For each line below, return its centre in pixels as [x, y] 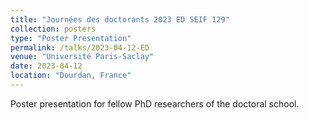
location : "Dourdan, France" [71, 76]
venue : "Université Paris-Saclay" [82, 57]
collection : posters [53, 29]
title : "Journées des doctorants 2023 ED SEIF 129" [120, 19]
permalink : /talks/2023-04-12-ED [80, 47]
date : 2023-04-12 [46, 66]
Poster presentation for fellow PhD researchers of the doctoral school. [155, 103]
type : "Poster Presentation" [71, 38]
